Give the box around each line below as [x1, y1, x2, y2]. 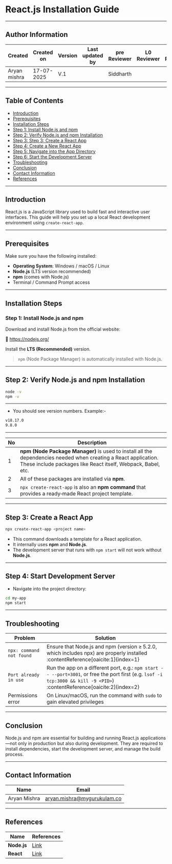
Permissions [8, 692, 37, 699]
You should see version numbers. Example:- [12, 408, 106, 414]
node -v [5, 389, 22, 394]
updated [82, 52, 103, 59]
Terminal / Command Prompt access [12, 279, 90, 285]
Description [77, 439, 107, 446]
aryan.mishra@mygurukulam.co [45, 795, 122, 802]
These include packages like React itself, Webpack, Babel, [20, 460, 160, 468]
